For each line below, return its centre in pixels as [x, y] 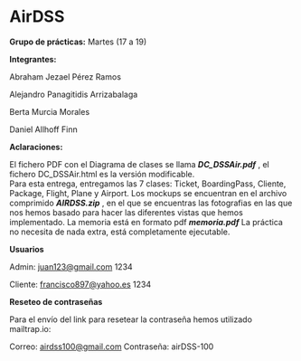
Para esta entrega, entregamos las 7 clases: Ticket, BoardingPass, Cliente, [148, 184]
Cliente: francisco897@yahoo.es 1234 [80, 284]
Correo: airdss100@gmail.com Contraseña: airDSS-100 [112, 347]
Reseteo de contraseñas [56, 301]
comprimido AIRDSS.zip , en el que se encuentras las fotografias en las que [151, 203]
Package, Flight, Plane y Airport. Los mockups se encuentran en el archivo [148, 193]
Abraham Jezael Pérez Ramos [66, 76]
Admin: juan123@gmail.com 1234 [71, 266]
